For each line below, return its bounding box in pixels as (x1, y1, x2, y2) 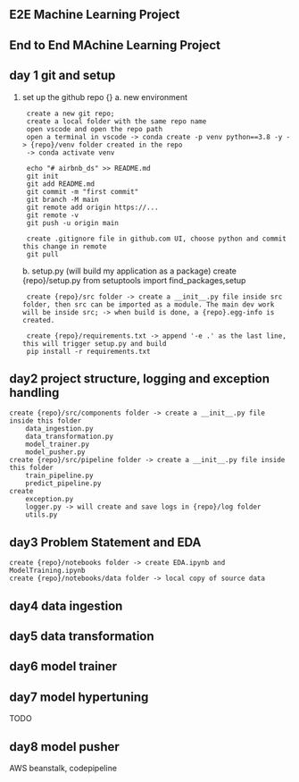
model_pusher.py (25, 448, 87, 457)
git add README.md (26, 179, 96, 189)
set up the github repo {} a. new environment (21, 91, 188, 102)
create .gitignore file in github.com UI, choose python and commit (26, 234, 287, 243)
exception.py (25, 495, 74, 504)
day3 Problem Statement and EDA (9, 534, 202, 550)
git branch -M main (26, 195, 99, 204)
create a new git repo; (26, 109, 115, 118)
